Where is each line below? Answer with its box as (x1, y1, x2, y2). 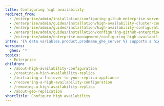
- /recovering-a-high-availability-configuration (9, 80, 112, 85)
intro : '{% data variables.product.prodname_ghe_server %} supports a (5, 39, 152, 44)
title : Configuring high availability (5, 7, 84, 12)
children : (5, 62, 25, 66)
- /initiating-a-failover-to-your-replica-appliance (9, 75, 119, 80)
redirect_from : (5, 12, 36, 17)
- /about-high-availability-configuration (9, 66, 97, 71)
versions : (5, 43, 25, 48)
